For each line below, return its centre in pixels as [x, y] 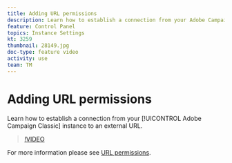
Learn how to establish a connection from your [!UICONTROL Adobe [104, 118]
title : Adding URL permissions [52, 13]
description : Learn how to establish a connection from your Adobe [106, 20]
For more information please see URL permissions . [79, 152]
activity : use [28, 59]
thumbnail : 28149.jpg [38, 46]
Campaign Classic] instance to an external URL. [75, 126]
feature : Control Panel [41, 26]
